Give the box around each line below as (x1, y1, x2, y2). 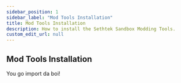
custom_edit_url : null (6, 32, 64, 38)
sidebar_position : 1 (6, 8, 59, 15)
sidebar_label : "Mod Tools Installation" (6, 15, 113, 21)
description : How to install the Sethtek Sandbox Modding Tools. (6, 25, 176, 32)
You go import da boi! (6, 70, 61, 77)
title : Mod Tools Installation (6, 20, 86, 26)
